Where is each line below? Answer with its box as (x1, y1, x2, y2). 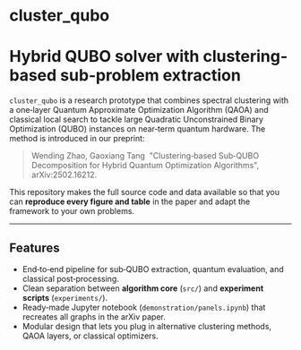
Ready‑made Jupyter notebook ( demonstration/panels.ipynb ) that (21, 302, 266, 312)
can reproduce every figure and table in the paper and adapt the (9, 196, 251, 207)
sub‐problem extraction (59, 65, 242, 86)
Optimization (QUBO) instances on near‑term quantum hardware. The (9, 124, 266, 134)
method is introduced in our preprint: (9, 133, 145, 144)
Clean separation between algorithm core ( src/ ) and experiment (21, 283, 264, 294)
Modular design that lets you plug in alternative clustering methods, (21, 320, 271, 331)
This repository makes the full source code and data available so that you (9, 187, 280, 198)
